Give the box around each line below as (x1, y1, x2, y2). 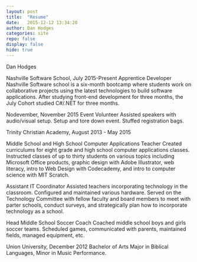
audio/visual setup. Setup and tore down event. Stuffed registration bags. (6, 117, 184, 124)
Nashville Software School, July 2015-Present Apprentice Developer (6, 74, 172, 81)
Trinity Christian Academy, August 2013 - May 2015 (6, 128, 131, 135)
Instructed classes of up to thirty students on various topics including (6, 152, 175, 160)
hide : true (6, 47, 33, 53)
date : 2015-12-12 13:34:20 (6, 19, 78, 25)
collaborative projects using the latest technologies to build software (6, 87, 173, 94)
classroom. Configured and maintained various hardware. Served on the (6, 189, 182, 196)
